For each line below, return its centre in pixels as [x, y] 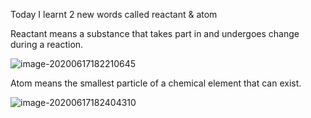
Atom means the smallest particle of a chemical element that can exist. [156, 83]
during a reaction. [47, 44]
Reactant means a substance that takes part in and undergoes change [155, 33]
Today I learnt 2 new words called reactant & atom [114, 14]
